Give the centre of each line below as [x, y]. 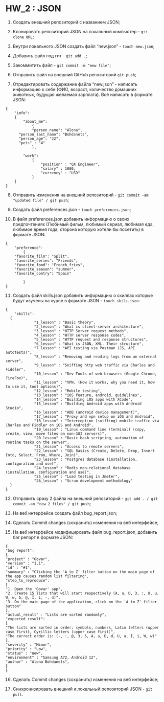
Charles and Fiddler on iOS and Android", [49, 425]
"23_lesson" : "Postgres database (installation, [86, 459]
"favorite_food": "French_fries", [49, 265]
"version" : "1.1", [25, 563]
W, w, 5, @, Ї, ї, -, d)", [33, 597]
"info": [22, 113]
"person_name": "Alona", [57, 130]
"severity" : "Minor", [29, 645]
